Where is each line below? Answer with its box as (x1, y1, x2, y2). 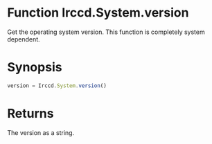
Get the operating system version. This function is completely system (7, 28, 206, 36)
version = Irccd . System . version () (7, 82, 107, 89)
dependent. (7, 35, 40, 43)
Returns (7, 105, 54, 121)
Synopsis (7, 60, 62, 75)
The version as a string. (7, 128, 75, 136)
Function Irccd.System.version (7, 5, 189, 21)
